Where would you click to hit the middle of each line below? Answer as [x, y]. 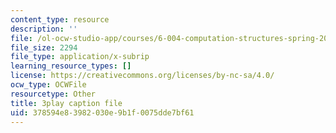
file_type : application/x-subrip [80, 57]
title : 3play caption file [66, 103]
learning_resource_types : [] [71, 66]
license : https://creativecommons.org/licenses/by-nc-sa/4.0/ [142, 76]
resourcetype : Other [53, 94]
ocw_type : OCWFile [48, 85]
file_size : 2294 [44, 47]
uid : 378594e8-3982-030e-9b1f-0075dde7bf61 [102, 112]
